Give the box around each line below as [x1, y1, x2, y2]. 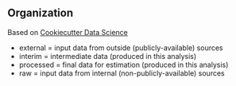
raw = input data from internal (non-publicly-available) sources [18, 68, 225, 78]
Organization [7, 6, 73, 20]
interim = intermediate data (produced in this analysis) [18, 51, 197, 61]
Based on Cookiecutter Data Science [7, 27, 128, 37]
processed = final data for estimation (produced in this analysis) [18, 60, 229, 69]
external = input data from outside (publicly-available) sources [18, 43, 223, 53]
